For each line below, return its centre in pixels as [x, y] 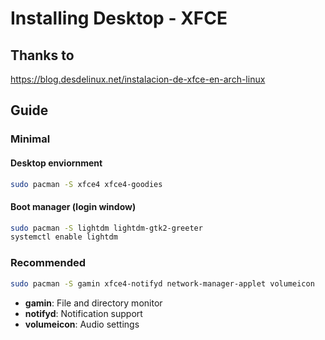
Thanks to [42, 55]
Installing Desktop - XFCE [119, 18]
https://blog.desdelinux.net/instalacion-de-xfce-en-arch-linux [138, 79]
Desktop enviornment [56, 163]
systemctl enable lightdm [64, 237]
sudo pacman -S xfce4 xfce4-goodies [86, 184]
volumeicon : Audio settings [82, 324]
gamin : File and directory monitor [93, 303]
